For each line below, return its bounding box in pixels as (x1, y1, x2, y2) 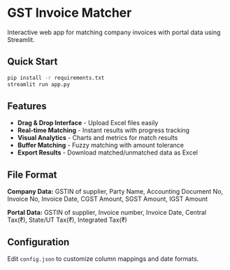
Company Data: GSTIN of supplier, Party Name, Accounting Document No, (7, 187, 224, 196)
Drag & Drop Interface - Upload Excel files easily (17, 119, 159, 127)
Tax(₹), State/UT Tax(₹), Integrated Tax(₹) (7, 215, 127, 225)
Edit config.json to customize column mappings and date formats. (7, 254, 199, 263)
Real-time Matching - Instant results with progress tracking (17, 126, 190, 134)
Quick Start (7, 56, 58, 68)
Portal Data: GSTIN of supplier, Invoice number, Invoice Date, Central (7, 208, 207, 217)
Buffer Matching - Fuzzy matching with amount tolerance (17, 141, 184, 150)
